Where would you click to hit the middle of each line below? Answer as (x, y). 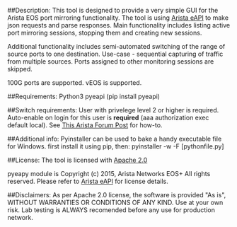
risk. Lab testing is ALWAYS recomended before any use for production (111, 210)
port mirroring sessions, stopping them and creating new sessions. (105, 33)
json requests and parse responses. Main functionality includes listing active (119, 25)
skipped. (20, 69)
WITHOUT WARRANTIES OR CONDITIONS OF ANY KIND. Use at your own (115, 202)
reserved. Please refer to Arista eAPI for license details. (88, 181)
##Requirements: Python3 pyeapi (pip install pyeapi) (84, 96)
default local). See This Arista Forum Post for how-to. (85, 125)
